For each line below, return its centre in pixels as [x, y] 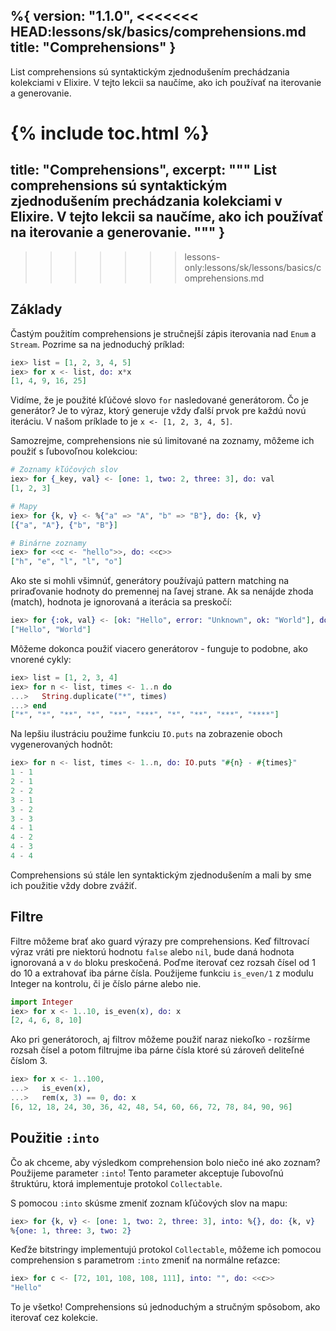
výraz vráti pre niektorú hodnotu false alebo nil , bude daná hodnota [152, 951]
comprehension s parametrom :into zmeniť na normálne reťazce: [145, 1260]
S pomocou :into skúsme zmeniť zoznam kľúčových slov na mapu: [149, 1203]
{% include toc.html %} [110, 133]
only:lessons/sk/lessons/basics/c [253, 267]
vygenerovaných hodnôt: [61, 745]
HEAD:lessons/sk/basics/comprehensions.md [158, 32]
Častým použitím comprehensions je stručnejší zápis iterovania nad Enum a [163, 333]
